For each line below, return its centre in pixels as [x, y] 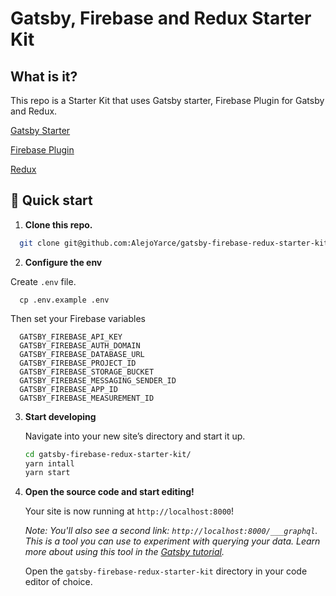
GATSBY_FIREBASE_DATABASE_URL [82, 354]
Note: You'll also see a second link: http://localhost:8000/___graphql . [171, 531]
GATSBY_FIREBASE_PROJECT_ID [78, 363]
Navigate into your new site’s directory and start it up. [135, 436]
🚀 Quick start [51, 200]
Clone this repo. [58, 224]
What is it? [44, 76]
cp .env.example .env [64, 300]
